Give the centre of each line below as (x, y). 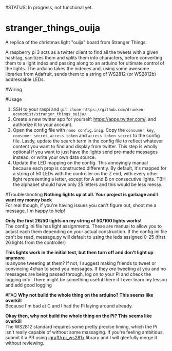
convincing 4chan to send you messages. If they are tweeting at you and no (86, 269)
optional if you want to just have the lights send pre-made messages (85, 152)
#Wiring (14, 89)
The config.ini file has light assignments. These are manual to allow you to (84, 226)
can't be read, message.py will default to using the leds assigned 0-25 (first (85, 237)
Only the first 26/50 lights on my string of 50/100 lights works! (74, 220)
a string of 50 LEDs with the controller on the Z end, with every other (85, 173)
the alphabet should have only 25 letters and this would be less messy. (88, 184)
